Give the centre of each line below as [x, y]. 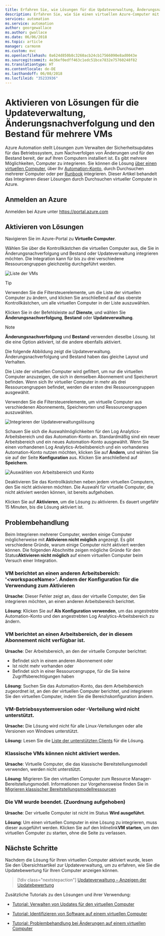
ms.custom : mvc [21, 51]
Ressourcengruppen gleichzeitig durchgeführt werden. [61, 264]
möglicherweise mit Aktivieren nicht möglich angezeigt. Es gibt [70, 540]
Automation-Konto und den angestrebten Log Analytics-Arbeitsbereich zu [80, 616]
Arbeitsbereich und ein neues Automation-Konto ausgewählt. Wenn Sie [77, 442]
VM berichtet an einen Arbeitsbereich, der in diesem [69, 634]
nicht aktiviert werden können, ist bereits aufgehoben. [60, 492]
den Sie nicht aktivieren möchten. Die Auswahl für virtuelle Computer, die [79, 487]
